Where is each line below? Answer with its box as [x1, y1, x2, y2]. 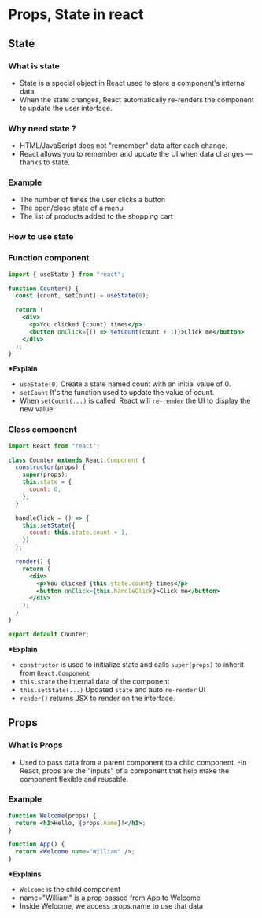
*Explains [8, 869, 42, 879]
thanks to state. [19, 157, 71, 167]
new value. [19, 404, 55, 414]
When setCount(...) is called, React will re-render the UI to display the [19, 396, 251, 406]
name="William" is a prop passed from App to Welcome [19, 893, 201, 902]
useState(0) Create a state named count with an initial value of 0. [19, 379, 231, 389]
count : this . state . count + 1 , [28, 529, 128, 536]
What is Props [8, 739, 63, 750]
